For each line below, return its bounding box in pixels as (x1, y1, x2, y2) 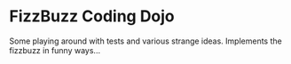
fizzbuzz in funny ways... (9, 44, 100, 55)
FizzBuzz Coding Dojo (9, 6, 175, 27)
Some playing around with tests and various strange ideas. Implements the (9, 36, 282, 46)
